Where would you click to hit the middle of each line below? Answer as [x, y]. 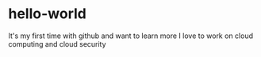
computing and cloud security [57, 44]
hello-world [48, 14]
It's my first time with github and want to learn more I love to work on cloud [131, 36]
